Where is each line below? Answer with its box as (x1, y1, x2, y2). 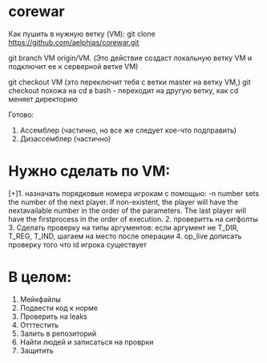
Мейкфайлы (19, 294, 62, 304)
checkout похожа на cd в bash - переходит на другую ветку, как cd (8, 85, 239, 95)
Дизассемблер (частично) (19, 133, 111, 143)
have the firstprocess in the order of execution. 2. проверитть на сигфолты (8, 214, 259, 223)
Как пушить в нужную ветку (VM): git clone (8, 29, 156, 39)
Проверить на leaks (19, 312, 88, 321)
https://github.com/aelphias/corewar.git (8, 37, 140, 47)
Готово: (8, 109, 34, 119)
